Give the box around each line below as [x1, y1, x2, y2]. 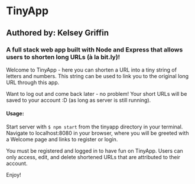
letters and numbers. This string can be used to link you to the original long [6, 72, 189, 79]
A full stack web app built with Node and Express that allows [6, 46, 183, 54]
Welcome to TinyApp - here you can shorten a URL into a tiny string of [6, 66, 177, 73]
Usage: [6, 110, 25, 117]
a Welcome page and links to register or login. [6, 136, 118, 143]
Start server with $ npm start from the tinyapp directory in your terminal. [6, 123, 183, 131]
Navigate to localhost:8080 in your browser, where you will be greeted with [6, 130, 189, 137]
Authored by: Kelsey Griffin [6, 28, 109, 38]
